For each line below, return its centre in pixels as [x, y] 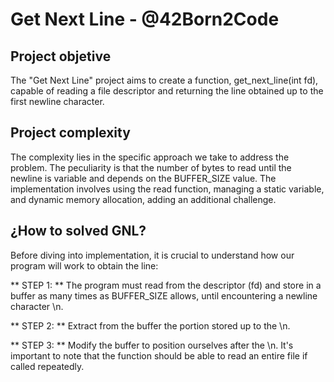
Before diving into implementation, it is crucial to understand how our [152, 255]
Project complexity [70, 133]
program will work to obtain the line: [84, 265]
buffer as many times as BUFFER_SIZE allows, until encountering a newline [164, 295]
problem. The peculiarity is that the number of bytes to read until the [151, 167]
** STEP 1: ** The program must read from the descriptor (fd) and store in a [166, 285]
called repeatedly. [47, 366]
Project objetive [61, 56]
